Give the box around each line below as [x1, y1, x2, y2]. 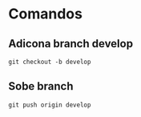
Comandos [8, 5, 83, 23]
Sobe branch [8, 79, 74, 93]
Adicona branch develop [8, 37, 134, 50]
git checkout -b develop [8, 58, 91, 66]
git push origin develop [8, 101, 91, 109]
